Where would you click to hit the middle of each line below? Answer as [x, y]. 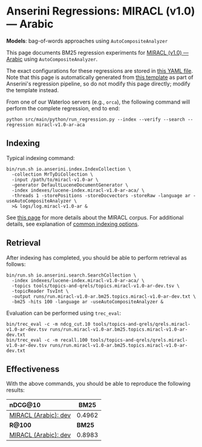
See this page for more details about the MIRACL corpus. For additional [95, 217]
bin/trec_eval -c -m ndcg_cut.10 [48, 324]
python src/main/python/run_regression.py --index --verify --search [96, 119]
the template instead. [33, 90]
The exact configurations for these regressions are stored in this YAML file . [100, 70]
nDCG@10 [25, 405]
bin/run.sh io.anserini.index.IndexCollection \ [69, 169]
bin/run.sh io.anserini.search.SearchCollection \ [71, 275]
